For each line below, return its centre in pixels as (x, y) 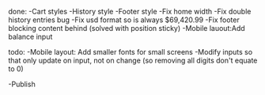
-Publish (22, 84)
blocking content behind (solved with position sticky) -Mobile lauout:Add (127, 28)
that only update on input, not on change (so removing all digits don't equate (133, 60)
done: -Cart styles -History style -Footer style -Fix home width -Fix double (130, 11)
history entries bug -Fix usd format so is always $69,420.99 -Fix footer (124, 20)
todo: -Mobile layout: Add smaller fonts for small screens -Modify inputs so (131, 52)
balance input (30, 36)
